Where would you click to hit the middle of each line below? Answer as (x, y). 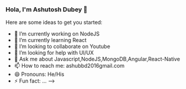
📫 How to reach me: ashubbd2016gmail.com (69, 66)
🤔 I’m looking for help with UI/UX (54, 53)
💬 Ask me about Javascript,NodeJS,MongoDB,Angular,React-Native (97, 59)
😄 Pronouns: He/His (39, 74)
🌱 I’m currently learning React (50, 40)
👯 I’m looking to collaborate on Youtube (62, 46)
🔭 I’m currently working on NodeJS (57, 34)
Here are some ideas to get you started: (54, 23)
